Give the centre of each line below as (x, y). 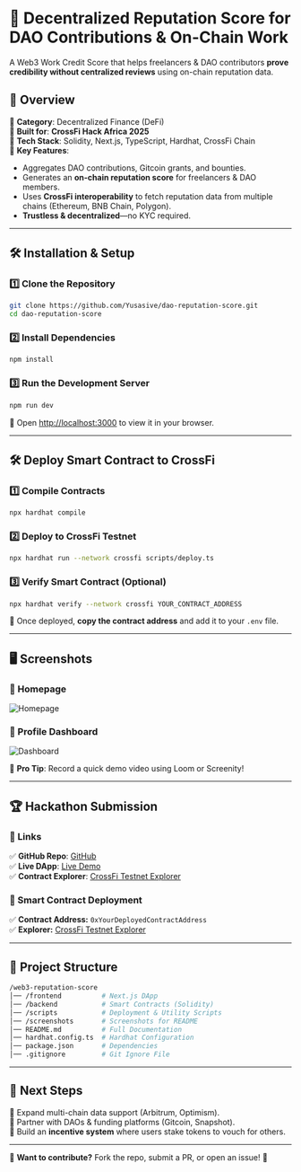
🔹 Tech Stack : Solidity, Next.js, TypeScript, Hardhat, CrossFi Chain (132, 141)
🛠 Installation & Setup (72, 254)
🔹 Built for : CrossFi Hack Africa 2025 (79, 131)
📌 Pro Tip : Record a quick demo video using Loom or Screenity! (127, 769)
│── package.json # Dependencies (84, 1046)
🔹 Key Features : (39, 150)
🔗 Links (26, 836)
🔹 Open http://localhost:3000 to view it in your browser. (112, 422)
